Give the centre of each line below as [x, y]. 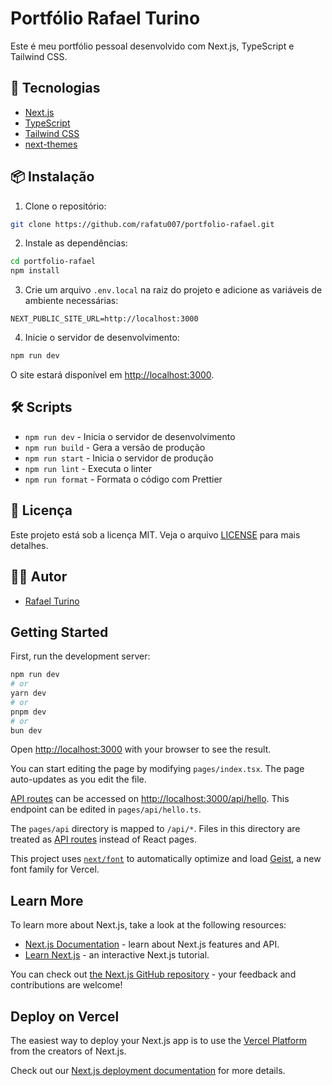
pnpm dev [28, 712]
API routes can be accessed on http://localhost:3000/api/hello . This [150, 799]
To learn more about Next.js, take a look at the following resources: [148, 925]
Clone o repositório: [65, 206]
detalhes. [29, 545]
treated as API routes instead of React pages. [103, 839]
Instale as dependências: [76, 243]
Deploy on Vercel [65, 1016]
